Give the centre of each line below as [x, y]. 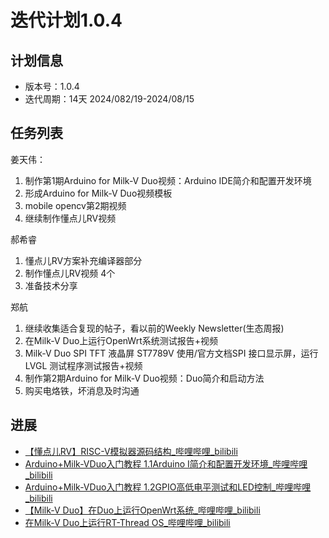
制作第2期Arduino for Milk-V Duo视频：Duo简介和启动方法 [144, 378]
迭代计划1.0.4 [66, 20]
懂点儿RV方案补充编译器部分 [83, 260]
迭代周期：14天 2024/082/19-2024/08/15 [109, 99]
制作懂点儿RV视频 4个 [70, 273]
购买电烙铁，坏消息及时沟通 [82, 390]
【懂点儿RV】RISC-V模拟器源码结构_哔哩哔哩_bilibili [131, 451]
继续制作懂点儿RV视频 [70, 218]
